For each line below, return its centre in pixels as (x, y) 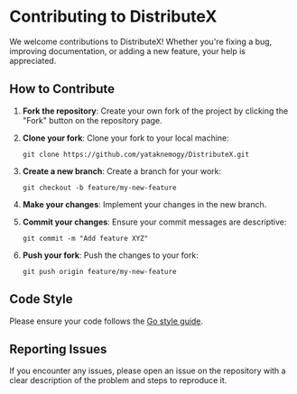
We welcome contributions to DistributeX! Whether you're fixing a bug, (141, 41)
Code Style (41, 299)
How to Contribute (62, 89)
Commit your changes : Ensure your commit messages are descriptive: (154, 222)
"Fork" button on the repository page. (92, 120)
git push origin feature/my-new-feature (99, 271)
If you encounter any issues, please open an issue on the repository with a (148, 371)
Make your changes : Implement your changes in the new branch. (144, 204)
